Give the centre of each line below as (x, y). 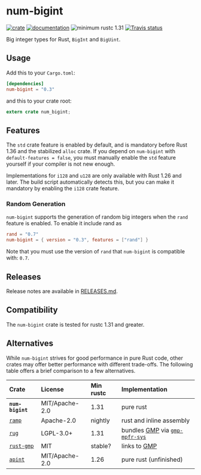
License (52, 389)
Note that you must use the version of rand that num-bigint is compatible (96, 252)
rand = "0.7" (22, 234)
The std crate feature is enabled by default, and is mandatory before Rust (97, 145)
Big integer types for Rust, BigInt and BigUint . (63, 39)
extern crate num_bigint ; (38, 112)
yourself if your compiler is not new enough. (61, 164)
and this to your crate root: (39, 101)
